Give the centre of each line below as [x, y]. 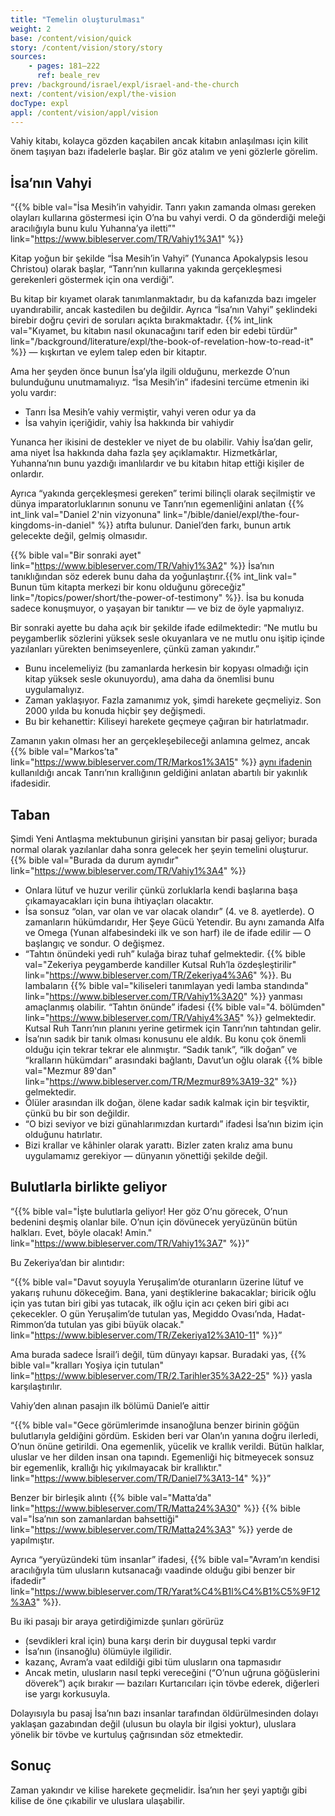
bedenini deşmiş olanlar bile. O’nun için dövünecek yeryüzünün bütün [154, 1222]
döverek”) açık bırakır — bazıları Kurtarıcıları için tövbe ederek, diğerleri [172, 1683]
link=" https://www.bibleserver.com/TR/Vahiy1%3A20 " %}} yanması [163, 996]
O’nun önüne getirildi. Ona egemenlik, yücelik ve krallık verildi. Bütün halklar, [167, 1446]
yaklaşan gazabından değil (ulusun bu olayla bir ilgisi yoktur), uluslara [153, 1723]
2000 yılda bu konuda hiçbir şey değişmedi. [115, 711]
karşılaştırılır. [36, 1386]
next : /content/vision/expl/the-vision [93, 94]
